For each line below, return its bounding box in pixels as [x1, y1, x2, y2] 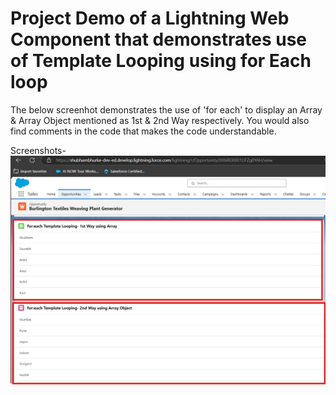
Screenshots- [10, 144, 67, 156]
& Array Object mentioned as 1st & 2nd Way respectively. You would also [10, 114, 310, 126]
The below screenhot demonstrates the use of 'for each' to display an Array [10, 103, 323, 116]
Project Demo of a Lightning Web [10, 7, 290, 30]
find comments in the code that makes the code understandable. [10, 125, 277, 137]
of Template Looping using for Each [10, 50, 312, 72]
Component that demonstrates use [10, 28, 308, 51]
